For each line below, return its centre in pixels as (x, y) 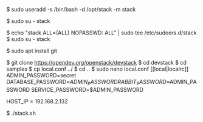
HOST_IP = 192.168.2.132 (37, 101)
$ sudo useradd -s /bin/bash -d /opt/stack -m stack (71, 9)
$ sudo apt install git (32, 51)
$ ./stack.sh (21, 113)
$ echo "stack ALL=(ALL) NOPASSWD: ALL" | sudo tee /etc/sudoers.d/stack (101, 33)
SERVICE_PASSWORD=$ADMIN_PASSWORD (88, 89)
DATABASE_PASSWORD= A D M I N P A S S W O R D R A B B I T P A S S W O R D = (88, 83)
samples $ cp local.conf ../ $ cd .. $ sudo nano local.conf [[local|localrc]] (98, 69)
